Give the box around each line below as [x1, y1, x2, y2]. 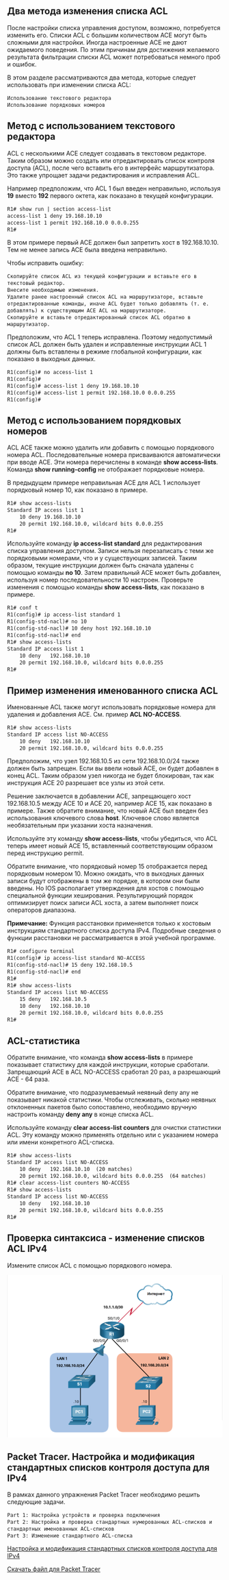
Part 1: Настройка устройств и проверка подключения [7, 1512, 161, 1519]
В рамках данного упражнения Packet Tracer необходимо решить [7, 1490, 200, 1499]
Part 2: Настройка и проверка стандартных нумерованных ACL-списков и [7, 1519, 213, 1526]
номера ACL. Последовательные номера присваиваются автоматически [7, 451, 221, 459]
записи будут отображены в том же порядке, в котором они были [7, 877, 200, 885]
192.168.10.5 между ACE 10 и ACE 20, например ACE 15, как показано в [7, 800, 213, 808]
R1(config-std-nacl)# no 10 [7, 618, 87, 626]
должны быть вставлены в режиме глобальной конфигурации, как [7, 347, 202, 356]
